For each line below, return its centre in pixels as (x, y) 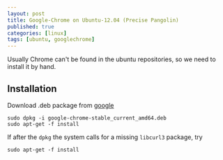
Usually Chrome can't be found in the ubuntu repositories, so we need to (111, 59)
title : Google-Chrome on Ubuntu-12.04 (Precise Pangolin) (93, 20)
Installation (32, 89)
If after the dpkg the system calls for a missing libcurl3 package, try (105, 137)
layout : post (26, 14)
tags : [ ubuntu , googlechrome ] (51, 40)
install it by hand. (32, 67)
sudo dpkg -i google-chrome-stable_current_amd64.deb (87, 118)
